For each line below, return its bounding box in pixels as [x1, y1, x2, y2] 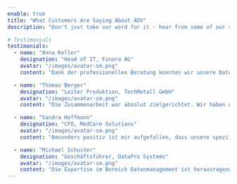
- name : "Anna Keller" [13, 49, 80, 56]
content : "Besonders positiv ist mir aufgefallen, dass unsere [20, 133, 210, 141]
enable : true [7, 10, 46, 18]
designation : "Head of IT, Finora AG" [20, 56, 134, 63]
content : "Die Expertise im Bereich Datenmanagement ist [20, 166, 191, 173]
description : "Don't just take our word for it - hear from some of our [7, 23, 226, 30]
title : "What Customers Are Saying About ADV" [7, 17, 147, 24]
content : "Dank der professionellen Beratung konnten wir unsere [20, 68, 217, 76]
